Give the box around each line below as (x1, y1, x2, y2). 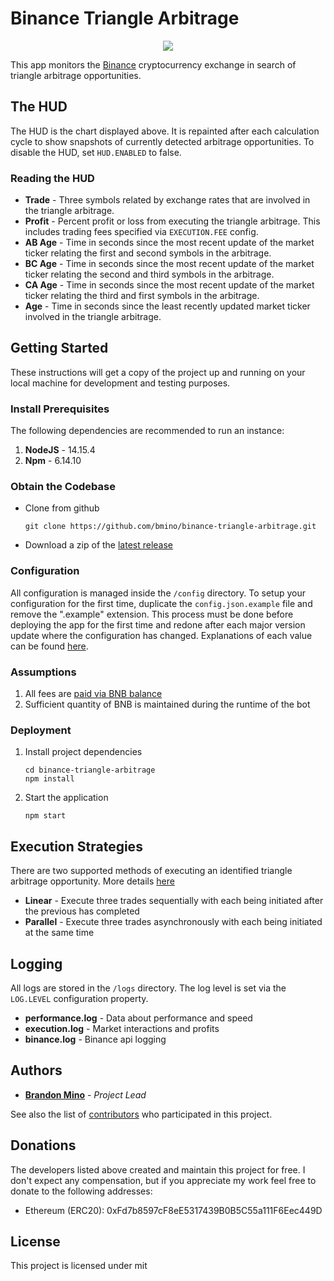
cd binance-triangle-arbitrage (24, 765, 156, 776)
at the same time (24, 927, 95, 939)
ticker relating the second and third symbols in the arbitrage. (24, 268, 275, 281)
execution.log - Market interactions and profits (24, 1022, 220, 1034)
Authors (10, 1062, 63, 1079)
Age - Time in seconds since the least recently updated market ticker (24, 300, 311, 312)
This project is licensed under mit (10, 1260, 148, 1272)
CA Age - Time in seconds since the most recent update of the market (24, 279, 315, 291)
